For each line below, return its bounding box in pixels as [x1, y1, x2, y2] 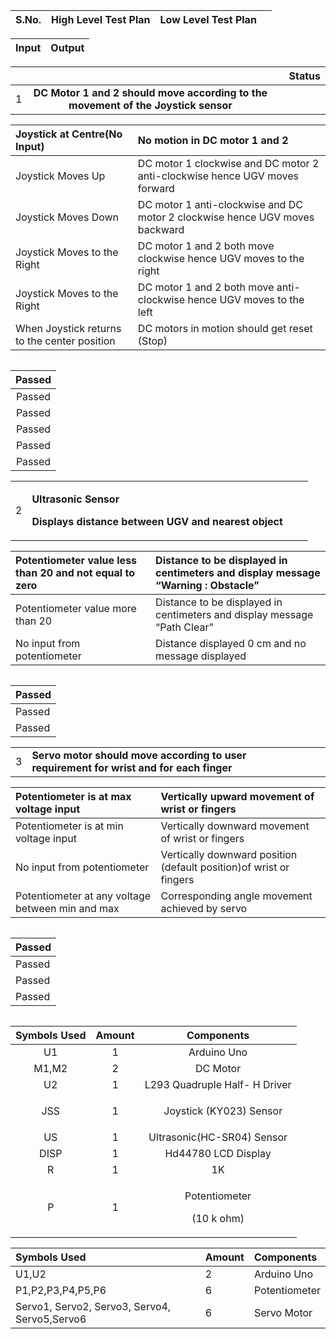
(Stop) [137, 334, 168, 348]
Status [288, 69, 321, 83]
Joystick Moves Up [15, 169, 106, 183]
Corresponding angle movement [160, 889, 313, 903]
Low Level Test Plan [159, 13, 257, 26]
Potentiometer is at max [15, 790, 132, 803]
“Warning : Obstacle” [155, 579, 260, 592]
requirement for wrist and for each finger [31, 761, 233, 774]
